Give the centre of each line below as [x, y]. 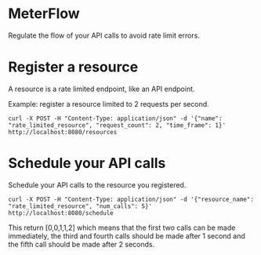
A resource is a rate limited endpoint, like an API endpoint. [101, 89]
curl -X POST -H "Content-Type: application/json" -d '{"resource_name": [131, 199]
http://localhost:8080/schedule [61, 213]
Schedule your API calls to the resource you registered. [97, 184]
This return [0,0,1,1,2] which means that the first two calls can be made [122, 228]
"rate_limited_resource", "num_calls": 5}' [80, 206]
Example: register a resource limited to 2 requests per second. [109, 104]
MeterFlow [44, 14]
